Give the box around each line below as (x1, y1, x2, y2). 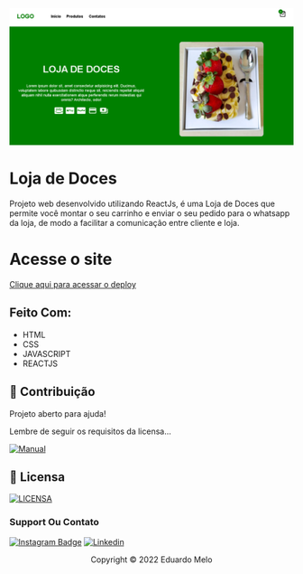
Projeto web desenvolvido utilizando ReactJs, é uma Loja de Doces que (9, 198, 275, 210)
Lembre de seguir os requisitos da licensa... (9, 426, 171, 437)
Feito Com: (9, 306, 72, 321)
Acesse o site (9, 249, 113, 269)
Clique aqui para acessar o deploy (9, 279, 137, 290)
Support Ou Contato (9, 516, 99, 529)
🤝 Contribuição (9, 384, 96, 400)
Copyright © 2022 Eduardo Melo (90, 554, 213, 565)
